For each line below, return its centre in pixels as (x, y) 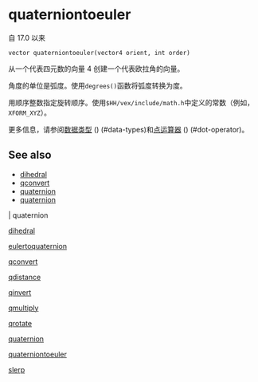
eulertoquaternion (38, 246)
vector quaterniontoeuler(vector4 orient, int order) (100, 53)
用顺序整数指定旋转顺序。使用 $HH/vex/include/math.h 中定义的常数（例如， (131, 102)
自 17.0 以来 (27, 37)
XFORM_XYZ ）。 (30, 112)
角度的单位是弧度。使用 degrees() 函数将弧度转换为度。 (98, 85)
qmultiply (23, 308)
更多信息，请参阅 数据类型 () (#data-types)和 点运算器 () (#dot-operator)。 (129, 129)
